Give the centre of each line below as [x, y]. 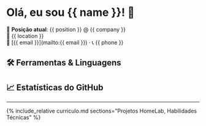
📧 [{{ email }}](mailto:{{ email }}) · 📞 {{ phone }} [65, 42]
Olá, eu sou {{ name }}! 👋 [71, 13]
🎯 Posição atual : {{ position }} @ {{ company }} [66, 29]
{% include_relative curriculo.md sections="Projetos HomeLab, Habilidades [102, 111]
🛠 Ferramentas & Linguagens [64, 63]
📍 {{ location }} [25, 35]
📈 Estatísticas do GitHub [55, 87]
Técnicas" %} [24, 117]
